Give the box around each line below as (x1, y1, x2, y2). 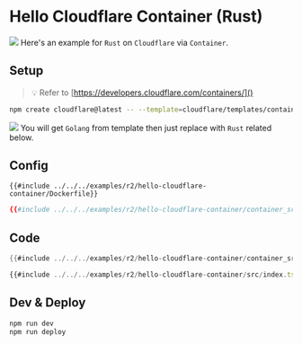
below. (9, 132, 34, 143)
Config (9, 158, 49, 173)
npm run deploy (9, 327, 67, 336)
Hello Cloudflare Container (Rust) (9, 6, 263, 27)
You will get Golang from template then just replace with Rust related (20, 122, 272, 133)
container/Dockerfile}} (9, 190, 99, 199)
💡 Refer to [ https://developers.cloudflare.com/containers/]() (31, 87, 253, 98)
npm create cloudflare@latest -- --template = (9, 105, 182, 114)
